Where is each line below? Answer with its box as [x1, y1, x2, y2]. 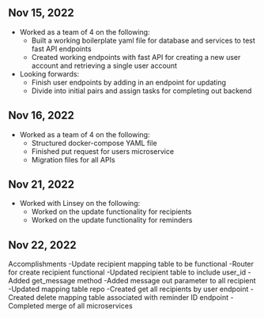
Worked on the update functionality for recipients [31, 207, 192, 216]
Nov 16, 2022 [8, 109, 75, 122]
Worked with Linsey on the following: [19, 199, 141, 208]
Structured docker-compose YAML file [31, 138, 157, 148]
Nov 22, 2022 [8, 238, 77, 252]
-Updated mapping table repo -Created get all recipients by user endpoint [8, 284, 249, 294]
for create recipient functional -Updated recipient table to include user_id [8, 267, 247, 277]
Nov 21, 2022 [8, 178, 75, 192]
